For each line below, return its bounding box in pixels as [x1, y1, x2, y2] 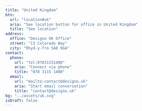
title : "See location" [10, 27, 58, 32]
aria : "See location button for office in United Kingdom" [10, 21, 138, 27]
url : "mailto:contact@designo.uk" [14, 79, 88, 84]
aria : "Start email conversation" [14, 83, 88, 88]
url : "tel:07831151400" [14, 60, 65, 65]
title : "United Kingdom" [5, 7, 58, 13]
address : [5, 31, 24, 36]
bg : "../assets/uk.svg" [5, 93, 56, 98]
